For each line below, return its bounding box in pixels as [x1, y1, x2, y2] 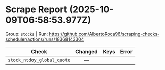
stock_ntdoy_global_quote [8, 57, 71, 63]
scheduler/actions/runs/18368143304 [5, 36, 84, 42]
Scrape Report [5, 4, 68, 15]
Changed [75, 48, 98, 55]
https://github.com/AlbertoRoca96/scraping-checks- [49, 31, 160, 37]
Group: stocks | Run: [5, 31, 48, 37]
